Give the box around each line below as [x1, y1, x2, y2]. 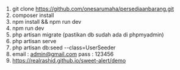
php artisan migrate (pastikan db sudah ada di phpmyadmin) [12, 31, 164, 38]
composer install [12, 12, 54, 19]
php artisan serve [12, 38, 57, 44]
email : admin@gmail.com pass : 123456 [12, 51, 114, 57]
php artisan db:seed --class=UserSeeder [12, 44, 116, 51]
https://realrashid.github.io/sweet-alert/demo [12, 57, 126, 64]
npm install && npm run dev [12, 18, 82, 25]
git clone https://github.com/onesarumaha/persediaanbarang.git [12, 5, 174, 12]
